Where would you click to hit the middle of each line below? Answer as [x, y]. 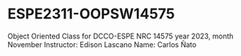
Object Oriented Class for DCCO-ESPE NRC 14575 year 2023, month [120, 36]
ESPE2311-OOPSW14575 [91, 14]
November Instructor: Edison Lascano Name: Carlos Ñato [102, 44]
